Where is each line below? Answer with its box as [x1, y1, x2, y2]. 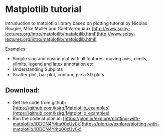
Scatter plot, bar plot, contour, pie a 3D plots [12, 71, 104, 77]
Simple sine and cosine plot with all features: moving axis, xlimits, [12, 55, 148, 61]
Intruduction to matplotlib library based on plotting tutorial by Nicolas [5, 20, 147, 26]
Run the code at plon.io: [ [12, 115, 65, 121]
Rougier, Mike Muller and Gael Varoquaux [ [5, 25, 94, 31]
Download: [5, 86, 40, 95]
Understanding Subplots [12, 66, 63, 72]
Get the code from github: [12, 99, 66, 105]
